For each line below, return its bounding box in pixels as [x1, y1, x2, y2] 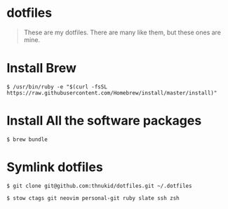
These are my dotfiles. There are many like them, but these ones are [23, 28, 222, 36]
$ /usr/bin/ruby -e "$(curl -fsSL [6, 83, 108, 90]
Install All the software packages [6, 113, 202, 129]
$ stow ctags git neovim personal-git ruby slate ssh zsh [6, 194, 180, 201]
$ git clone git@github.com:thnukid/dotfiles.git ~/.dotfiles [6, 182, 192, 189]
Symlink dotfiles [6, 159, 103, 175]
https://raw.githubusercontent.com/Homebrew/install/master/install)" [6, 89, 217, 96]
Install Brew [6, 60, 76, 76]
